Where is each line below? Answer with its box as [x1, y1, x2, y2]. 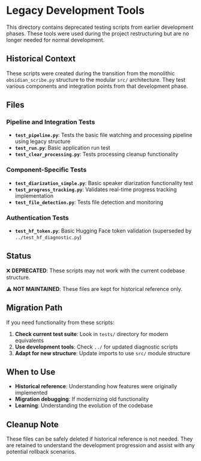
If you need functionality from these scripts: [6, 319, 115, 326]
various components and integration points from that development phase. [6, 82, 188, 90]
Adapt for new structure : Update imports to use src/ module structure [14, 349, 190, 356]
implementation [14, 192, 54, 199]
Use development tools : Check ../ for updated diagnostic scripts [14, 343, 178, 350]
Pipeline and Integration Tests [6, 118, 95, 126]
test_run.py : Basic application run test [14, 144, 110, 151]
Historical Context [6, 53, 76, 64]
